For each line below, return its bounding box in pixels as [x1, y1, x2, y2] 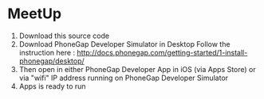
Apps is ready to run [18, 81, 86, 91]
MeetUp [7, 5, 61, 23]
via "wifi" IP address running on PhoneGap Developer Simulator [18, 73, 229, 82]
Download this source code [18, 31, 109, 40]
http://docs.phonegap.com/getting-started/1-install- [77, 48, 248, 57]
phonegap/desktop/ [18, 56, 85, 66]
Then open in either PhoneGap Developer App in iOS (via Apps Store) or [18, 64, 256, 74]
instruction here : [18, 48, 76, 57]
